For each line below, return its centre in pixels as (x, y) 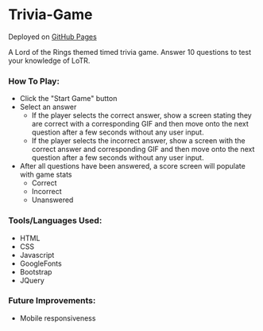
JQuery (32, 280)
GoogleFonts (41, 263)
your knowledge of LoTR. (49, 60)
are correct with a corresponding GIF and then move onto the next (140, 124)
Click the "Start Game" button (68, 99)
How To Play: (34, 81)
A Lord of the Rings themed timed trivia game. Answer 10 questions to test (130, 52)
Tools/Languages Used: (55, 220)
